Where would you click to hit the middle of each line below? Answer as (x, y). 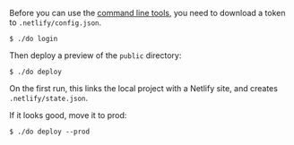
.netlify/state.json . (49, 98)
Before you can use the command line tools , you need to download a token (147, 13)
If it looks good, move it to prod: (68, 115)
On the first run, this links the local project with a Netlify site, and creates (143, 88)
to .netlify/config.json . (56, 22)
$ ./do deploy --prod (50, 132)
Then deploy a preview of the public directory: (95, 55)
